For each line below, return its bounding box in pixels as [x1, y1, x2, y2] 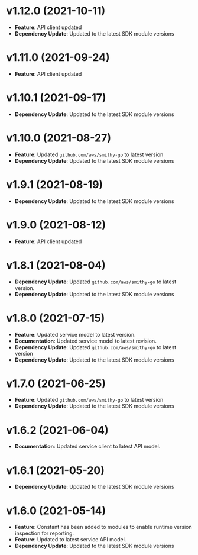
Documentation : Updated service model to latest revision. [14, 337, 157, 344]
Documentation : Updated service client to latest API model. [14, 443, 161, 450]
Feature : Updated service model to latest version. [14, 331, 136, 338]
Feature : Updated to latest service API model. [14, 536, 126, 543]
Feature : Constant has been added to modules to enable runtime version [14, 524, 192, 531]
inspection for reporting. [14, 530, 74, 537]
